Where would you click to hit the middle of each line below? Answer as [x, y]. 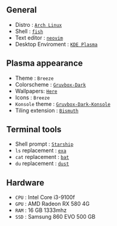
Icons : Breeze [32, 97]
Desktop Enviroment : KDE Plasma [56, 44]
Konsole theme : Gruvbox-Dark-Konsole [63, 104]
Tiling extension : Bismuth [47, 110]
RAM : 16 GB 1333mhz [41, 210]
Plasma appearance [45, 63]
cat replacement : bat [42, 157]
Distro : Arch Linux [38, 24]
